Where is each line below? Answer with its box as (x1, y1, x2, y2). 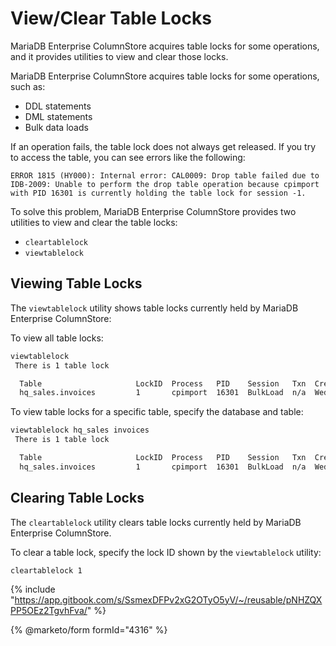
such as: (10, 80, 46, 92)
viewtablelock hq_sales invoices (10, 425, 150, 436)
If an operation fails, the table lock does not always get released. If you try (10, 140, 317, 152)
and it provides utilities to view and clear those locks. (10, 50, 229, 62)
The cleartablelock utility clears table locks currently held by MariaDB (10, 516, 302, 528)
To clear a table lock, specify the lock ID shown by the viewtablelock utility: (10, 546, 322, 558)
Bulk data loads (24, 121, 89, 133)
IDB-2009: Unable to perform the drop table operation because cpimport (10, 179, 320, 189)
